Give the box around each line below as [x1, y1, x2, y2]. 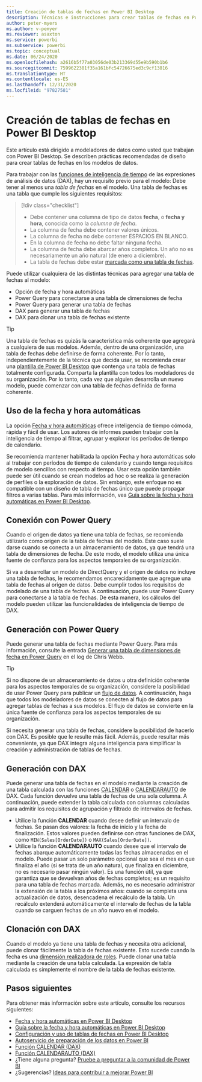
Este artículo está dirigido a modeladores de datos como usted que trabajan [6, 146, 194, 153]
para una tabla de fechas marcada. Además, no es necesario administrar [14, 881, 195, 888]
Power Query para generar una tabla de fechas [14, 301, 132, 308]
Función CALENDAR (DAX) [14, 1043, 81, 1050]
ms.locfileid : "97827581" [6, 88, 71, 94]
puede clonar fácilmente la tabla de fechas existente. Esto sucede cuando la [6, 946, 195, 953]
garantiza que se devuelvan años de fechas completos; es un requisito [14, 874, 191, 882]
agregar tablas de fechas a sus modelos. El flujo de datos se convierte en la [6, 702, 194, 710]
